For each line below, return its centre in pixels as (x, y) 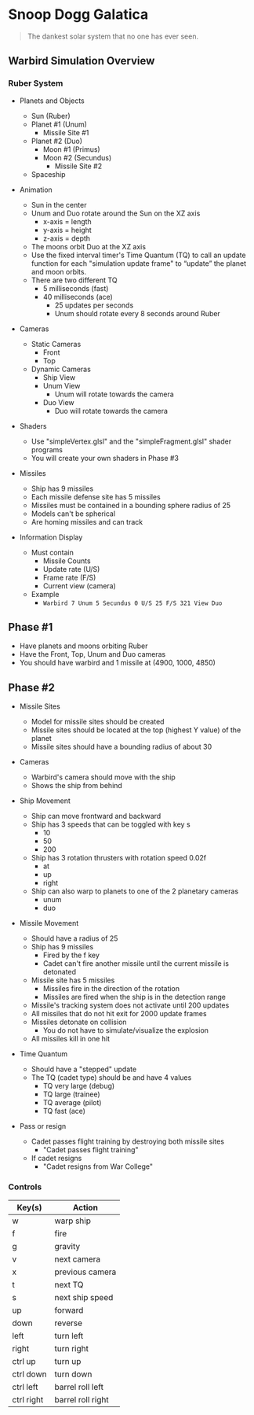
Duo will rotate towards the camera (111, 411)
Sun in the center (59, 205)
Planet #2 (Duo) (57, 141)
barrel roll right (82, 1399)
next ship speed (84, 1297)
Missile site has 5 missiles (73, 980)
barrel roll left (79, 1387)
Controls (25, 1187)
